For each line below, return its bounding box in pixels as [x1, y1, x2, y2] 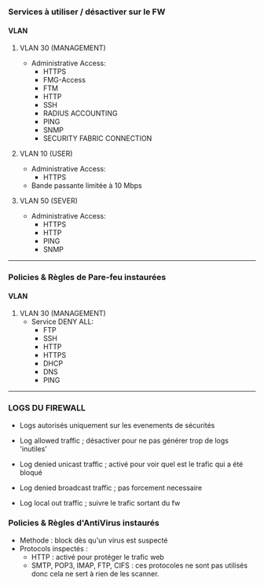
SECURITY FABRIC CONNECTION [42, 134, 152, 143]
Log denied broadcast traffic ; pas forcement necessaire [19, 483, 203, 492]
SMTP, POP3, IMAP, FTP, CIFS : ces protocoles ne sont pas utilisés [31, 561, 248, 570]
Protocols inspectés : [19, 543, 88, 553]
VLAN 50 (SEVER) [19, 196, 79, 206]
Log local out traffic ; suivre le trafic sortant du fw [19, 498, 181, 507]
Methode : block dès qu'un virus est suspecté [19, 535, 168, 545]
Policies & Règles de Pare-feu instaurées [8, 272, 167, 283]
